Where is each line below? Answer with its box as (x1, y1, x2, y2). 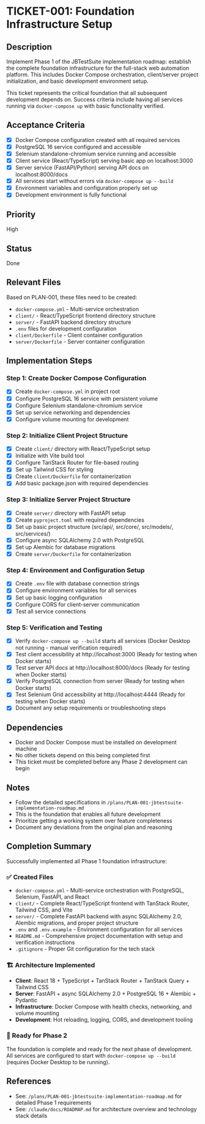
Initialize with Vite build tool (15, 452, 84, 460)
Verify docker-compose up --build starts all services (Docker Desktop (15, 637, 191, 644)
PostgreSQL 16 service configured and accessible (15, 143, 141, 151)
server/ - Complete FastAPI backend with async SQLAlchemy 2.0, (15, 913, 182, 920)
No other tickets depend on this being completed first (15, 752, 151, 759)
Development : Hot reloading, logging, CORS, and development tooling (15, 1016, 193, 1024)
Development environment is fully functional (15, 191, 127, 198)
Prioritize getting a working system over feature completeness (15, 817, 173, 824)
